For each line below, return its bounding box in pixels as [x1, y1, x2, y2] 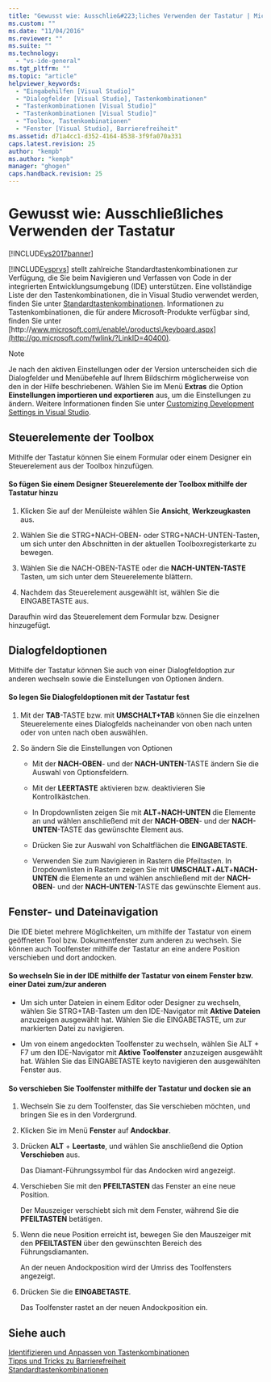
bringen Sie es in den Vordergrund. [19, 1110, 137, 1120]
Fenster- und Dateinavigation [8, 905, 159, 919]
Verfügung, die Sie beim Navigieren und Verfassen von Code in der [8, 273, 232, 282]
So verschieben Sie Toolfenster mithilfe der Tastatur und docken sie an [8, 1083, 252, 1093]
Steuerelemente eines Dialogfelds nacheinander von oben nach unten [19, 719, 252, 728]
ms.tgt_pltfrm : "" [8, 65, 70, 73]
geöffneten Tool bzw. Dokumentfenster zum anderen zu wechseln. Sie [8, 935, 242, 945]
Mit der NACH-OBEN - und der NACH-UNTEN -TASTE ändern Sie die [31, 758, 260, 769]
